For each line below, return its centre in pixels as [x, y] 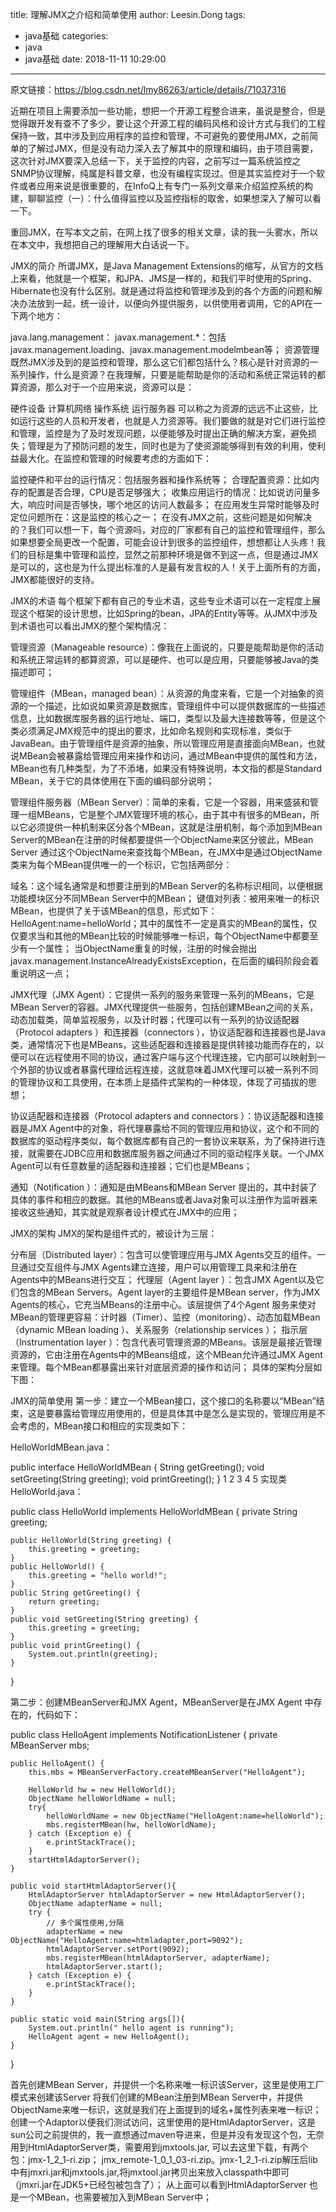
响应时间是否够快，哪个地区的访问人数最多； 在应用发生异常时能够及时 [173, 504]
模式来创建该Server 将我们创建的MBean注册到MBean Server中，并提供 [156, 2097]
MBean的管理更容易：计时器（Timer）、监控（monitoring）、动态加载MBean [165, 1317]
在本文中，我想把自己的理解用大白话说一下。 [102, 244]
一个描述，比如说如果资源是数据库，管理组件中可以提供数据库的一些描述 [176, 706]
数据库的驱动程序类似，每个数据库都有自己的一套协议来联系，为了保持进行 [163, 1141]
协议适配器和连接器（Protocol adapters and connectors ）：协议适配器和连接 [167, 1116]
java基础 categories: [66, 36]
